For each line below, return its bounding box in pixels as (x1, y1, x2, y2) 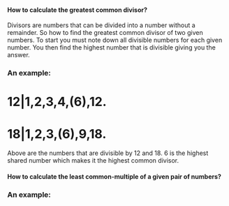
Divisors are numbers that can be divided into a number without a (7, 21, 195, 29)
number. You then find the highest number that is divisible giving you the (7, 43, 216, 52)
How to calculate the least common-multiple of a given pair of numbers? (7, 172, 222, 181)
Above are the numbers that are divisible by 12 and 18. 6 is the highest (7, 149, 209, 157)
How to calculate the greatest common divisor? (7, 6, 148, 14)
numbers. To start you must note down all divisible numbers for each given (7, 36, 223, 45)
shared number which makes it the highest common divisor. (7, 156, 179, 165)
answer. (7, 51, 30, 59)
